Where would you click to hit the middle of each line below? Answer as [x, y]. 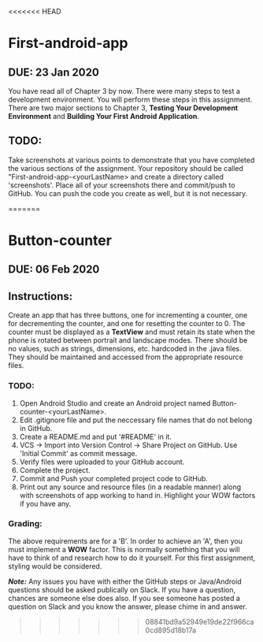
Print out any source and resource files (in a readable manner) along [130, 487]
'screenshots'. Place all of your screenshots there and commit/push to [122, 185]
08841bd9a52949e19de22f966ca [200, 622]
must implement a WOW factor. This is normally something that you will [124, 549]
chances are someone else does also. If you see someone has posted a [124, 598]
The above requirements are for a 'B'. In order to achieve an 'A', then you [125, 541]
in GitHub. [36, 428]
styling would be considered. [55, 566]
